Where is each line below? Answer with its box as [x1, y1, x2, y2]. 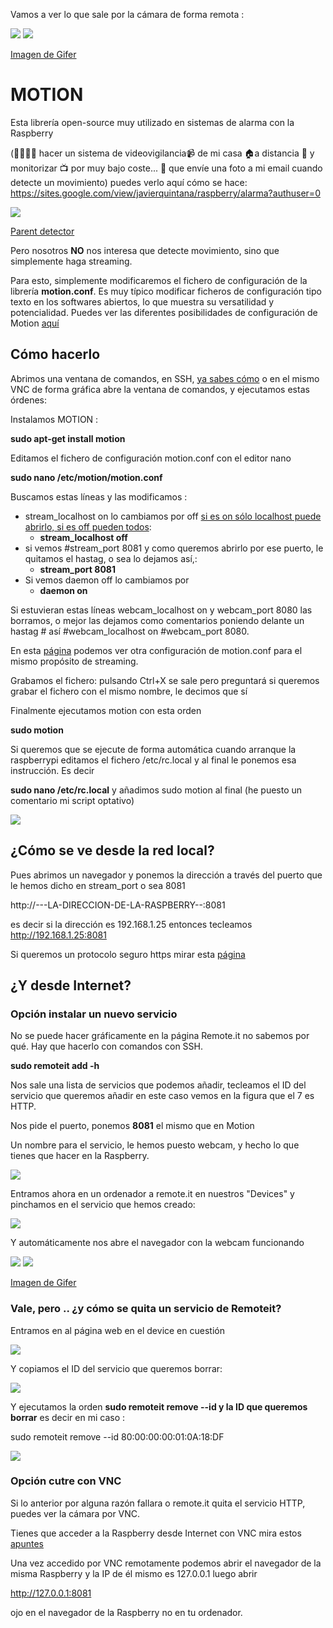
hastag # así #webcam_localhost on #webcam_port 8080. [10, 625, 250, 637]
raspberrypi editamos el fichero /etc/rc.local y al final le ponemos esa [10, 754, 297, 766]
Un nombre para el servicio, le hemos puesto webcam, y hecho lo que [10, 1139, 300, 1151]
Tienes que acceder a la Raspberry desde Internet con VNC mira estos [10, 1527, 302, 1539]
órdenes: [10, 394, 48, 406]
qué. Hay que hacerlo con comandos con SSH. [10, 1040, 203, 1053]
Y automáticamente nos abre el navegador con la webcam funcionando [10, 1237, 305, 1249]
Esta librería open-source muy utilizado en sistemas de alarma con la [10, 116, 295, 128]
